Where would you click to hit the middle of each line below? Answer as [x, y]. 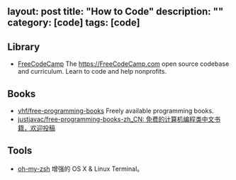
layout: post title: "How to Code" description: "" [116, 12]
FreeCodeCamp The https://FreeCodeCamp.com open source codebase [123, 64]
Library [24, 46]
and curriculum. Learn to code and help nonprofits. [92, 72]
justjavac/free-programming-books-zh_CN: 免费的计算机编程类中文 [116, 119]
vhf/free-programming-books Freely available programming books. [116, 111]
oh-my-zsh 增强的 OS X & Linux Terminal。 [80, 169]
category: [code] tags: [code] [74, 23]
